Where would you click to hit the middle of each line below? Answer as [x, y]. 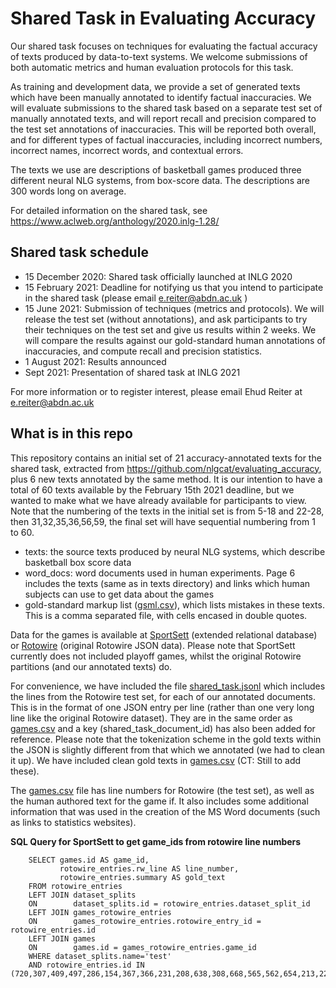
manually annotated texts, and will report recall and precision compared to [163, 118]
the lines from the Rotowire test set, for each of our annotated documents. [163, 696]
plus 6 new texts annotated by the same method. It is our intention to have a [166, 479]
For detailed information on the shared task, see [109, 210]
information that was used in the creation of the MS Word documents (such [165, 811]
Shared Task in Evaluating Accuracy [163, 18]
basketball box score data [78, 562]
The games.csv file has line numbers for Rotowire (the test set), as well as [162, 790]
